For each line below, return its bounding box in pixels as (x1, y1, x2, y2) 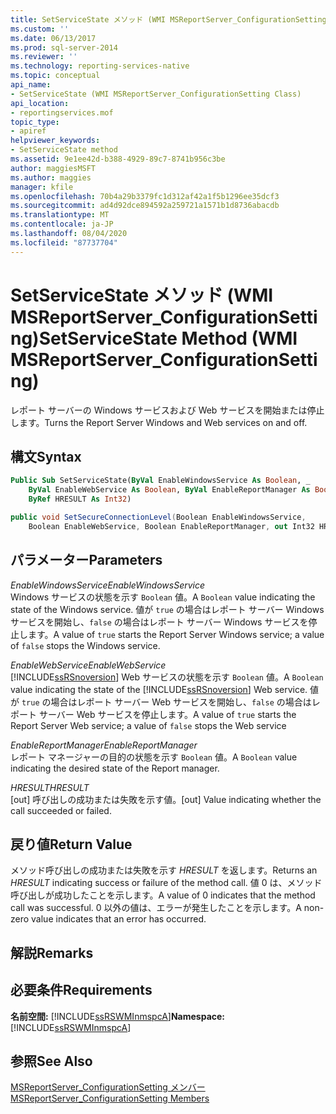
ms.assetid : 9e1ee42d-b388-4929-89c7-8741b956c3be (10, 154, 226, 164)
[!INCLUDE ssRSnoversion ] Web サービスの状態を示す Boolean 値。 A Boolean (10, 671, 324, 683)
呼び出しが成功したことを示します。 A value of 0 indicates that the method (10, 889, 316, 901)
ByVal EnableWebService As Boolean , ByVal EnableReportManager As (28, 485, 311, 495)
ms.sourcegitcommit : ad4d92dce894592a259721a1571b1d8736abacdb (10, 201, 280, 211)
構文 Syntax (10, 448, 82, 465)
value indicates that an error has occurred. (31, 913, 207, 925)
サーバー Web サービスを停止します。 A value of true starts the (38, 708, 297, 720)
